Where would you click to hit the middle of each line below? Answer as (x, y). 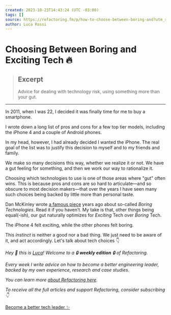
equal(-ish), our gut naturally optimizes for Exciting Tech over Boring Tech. (83, 215)
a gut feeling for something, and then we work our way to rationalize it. (79, 168)
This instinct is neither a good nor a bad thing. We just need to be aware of (83, 235)
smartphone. (19, 117)
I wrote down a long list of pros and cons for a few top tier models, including (85, 127)
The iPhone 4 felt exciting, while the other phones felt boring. (69, 225)
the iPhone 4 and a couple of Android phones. (53, 133)
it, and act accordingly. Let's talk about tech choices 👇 (62, 241)
